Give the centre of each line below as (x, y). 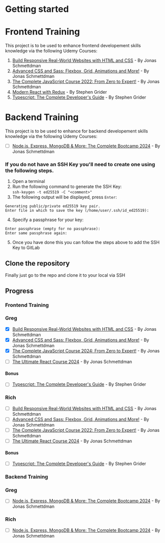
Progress (19, 291)
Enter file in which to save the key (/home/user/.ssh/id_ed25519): (77, 211)
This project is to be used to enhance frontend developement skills (73, 46)
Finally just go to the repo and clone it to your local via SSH (65, 275)
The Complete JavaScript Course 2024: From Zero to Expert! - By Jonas (86, 351)
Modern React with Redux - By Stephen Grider (60, 92)
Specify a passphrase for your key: (48, 220)
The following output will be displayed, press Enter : (64, 197)
